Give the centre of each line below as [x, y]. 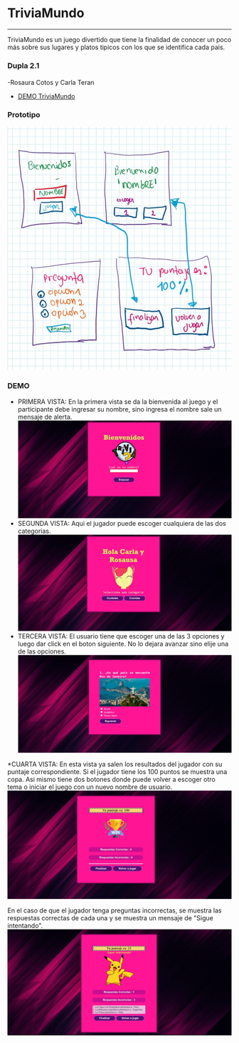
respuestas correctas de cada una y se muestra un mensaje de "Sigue [110, 917]
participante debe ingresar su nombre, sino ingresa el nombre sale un [119, 409]
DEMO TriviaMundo [46, 96]
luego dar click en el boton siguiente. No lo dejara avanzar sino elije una [123, 644]
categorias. [34, 531]
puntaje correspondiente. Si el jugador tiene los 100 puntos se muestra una [117, 772]
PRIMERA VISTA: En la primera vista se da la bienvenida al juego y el [118, 402]
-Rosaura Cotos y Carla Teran [51, 83]
